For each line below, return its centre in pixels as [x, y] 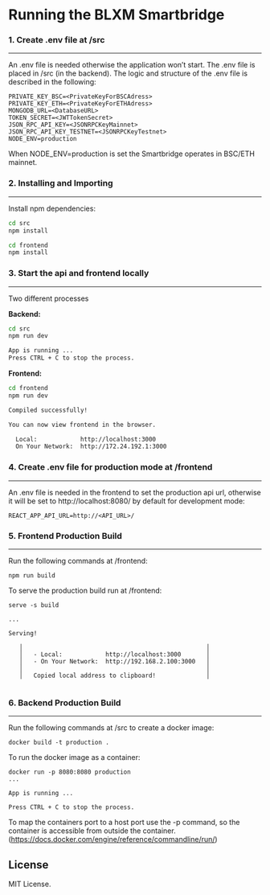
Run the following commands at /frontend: [78, 560]
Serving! [23, 633]
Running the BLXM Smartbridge [117, 15]
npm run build [32, 575]
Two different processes [49, 298]
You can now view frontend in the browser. [82, 425]
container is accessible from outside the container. [92, 831]
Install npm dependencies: [52, 208]
